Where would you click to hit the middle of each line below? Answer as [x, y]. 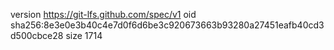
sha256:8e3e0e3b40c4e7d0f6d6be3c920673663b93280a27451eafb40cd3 [167, 25]
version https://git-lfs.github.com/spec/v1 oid [103, 14]
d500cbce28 [37, 35]
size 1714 [84, 35]
